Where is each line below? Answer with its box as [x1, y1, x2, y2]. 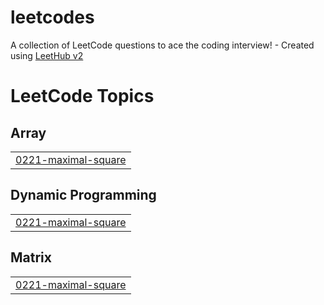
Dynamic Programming [10, 187, 157, 204]
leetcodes [10, 6, 95, 29]
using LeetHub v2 [10, 49, 84, 61]
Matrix [10, 249, 52, 266]
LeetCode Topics [10, 85, 155, 108]
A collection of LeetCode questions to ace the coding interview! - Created [10, 39, 315, 51]
